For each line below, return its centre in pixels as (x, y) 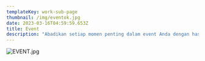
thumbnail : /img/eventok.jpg (43, 18)
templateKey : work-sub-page (42, 12)
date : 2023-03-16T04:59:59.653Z (47, 23)
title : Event (23, 29)
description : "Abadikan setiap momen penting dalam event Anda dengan (98, 34)
